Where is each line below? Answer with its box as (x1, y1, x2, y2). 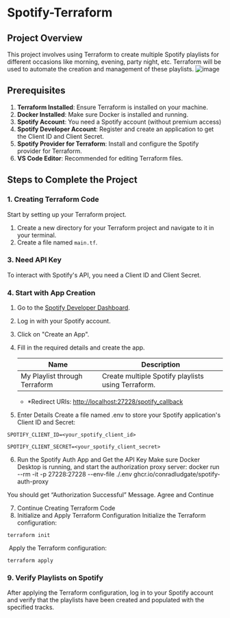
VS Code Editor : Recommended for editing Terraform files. (16, 154, 183, 162)
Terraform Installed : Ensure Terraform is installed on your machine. (16, 103, 209, 111)
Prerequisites (7, 84, 66, 97)
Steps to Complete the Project (7, 174, 138, 186)
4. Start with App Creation (7, 288, 96, 297)
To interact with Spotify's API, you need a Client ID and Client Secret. (7, 271, 202, 279)
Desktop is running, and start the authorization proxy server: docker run (16, 463, 220, 471)
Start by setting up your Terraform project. (7, 210, 127, 218)
